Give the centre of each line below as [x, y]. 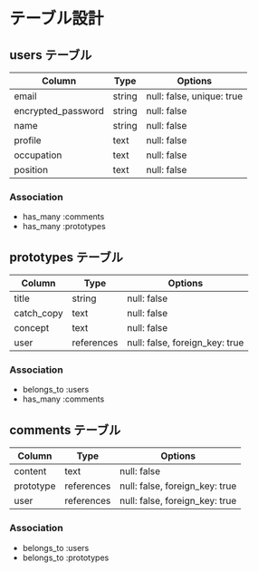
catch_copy [38, 314]
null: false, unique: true [194, 96]
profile [28, 140]
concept [32, 328]
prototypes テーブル [67, 257]
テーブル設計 [57, 19]
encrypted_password [59, 111]
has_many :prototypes [64, 227]
